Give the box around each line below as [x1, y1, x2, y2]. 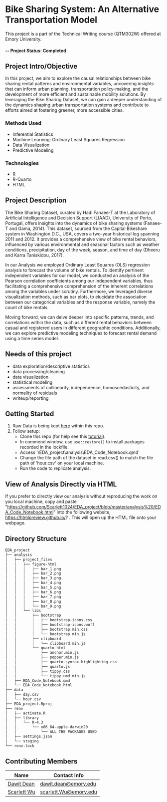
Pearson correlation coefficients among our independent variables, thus [5, 278, 153, 284]
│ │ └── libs [5, 608, 41, 613]
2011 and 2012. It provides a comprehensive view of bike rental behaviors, [5, 236, 157, 242]
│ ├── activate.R [5, 710, 46, 716]
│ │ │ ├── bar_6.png [5, 590, 61, 595]
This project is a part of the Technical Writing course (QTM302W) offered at [5, 31, 161, 37]
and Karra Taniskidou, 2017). [5, 252, 64, 258]
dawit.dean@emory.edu [40, 780, 96, 787]
